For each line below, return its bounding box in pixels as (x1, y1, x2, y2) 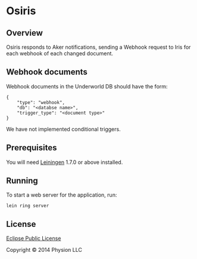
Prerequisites (6, 143, 57, 153)
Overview (6, 28, 43, 38)
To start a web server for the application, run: (6, 191, 117, 198)
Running (6, 176, 39, 186)
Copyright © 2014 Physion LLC (6, 247, 82, 254)
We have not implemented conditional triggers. (6, 125, 121, 132)
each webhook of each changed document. (6, 50, 114, 57)
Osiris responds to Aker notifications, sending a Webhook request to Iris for (6, 43, 191, 50)
